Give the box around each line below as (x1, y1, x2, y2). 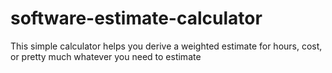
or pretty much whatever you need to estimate (10, 50, 202, 62)
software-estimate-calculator (10, 7, 263, 30)
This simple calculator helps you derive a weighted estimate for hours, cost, (10, 40, 323, 52)
